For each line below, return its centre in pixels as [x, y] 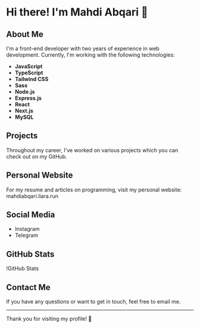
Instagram [27, 229]
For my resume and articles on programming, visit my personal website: [94, 190]
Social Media [31, 215]
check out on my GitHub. [37, 156]
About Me [25, 34]
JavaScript [29, 66]
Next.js [24, 111]
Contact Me [28, 287]
